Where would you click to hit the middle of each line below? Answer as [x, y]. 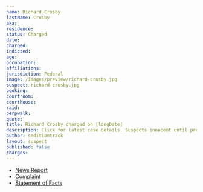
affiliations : [24, 68]
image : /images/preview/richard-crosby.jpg [62, 79]
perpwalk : [19, 113]
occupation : [21, 62]
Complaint [28, 176]
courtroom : [20, 96]
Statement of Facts [39, 183]
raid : [13, 108]
